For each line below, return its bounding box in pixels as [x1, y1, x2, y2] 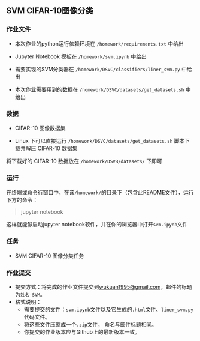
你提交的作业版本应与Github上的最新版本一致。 [23, 328, 141, 335]
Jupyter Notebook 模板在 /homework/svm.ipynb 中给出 [14, 53, 147, 60]
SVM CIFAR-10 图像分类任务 [14, 252, 84, 259]
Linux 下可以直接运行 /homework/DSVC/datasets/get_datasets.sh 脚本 [14, 137, 185, 144]
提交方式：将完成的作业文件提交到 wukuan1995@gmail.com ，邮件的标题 [14, 283, 193, 290]
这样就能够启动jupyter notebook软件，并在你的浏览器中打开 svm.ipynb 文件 [6, 221, 188, 228]
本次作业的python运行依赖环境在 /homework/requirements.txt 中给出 [14, 40, 184, 47]
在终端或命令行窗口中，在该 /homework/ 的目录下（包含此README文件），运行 [6, 189, 194, 196]
